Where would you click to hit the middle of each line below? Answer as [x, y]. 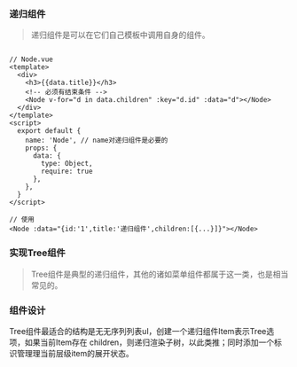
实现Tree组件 [38, 253]
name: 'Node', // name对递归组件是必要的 [97, 141]
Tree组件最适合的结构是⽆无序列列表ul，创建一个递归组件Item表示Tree [138, 331]
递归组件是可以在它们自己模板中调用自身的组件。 [120, 35]
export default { [49, 131]
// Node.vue [31, 59]
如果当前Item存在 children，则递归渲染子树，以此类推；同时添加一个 [149, 342]
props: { [41, 148]
